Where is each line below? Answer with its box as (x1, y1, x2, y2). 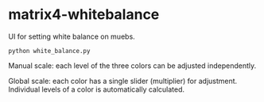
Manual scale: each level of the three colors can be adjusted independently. (8, 61, 257, 70)
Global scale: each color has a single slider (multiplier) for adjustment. (8, 76, 238, 85)
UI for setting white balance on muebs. (8, 32, 135, 41)
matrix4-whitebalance (8, 6, 160, 24)
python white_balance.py (8, 47, 91, 55)
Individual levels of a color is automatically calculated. (8, 85, 185, 94)
